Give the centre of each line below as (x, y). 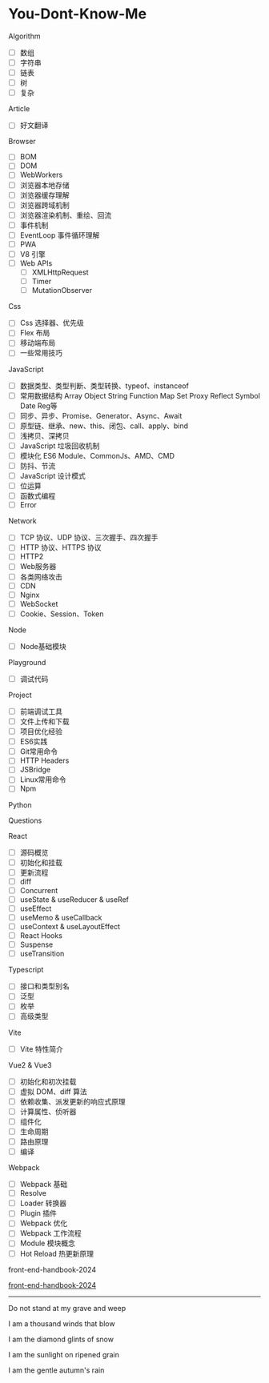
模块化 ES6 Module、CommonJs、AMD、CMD (97, 455)
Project (20, 695)
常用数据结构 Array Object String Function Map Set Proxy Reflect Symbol (140, 395)
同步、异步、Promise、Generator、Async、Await (101, 415)
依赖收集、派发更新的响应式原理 (72, 1101)
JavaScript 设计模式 (52, 476)
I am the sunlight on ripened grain (64, 1354)
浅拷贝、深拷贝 (44, 435)
